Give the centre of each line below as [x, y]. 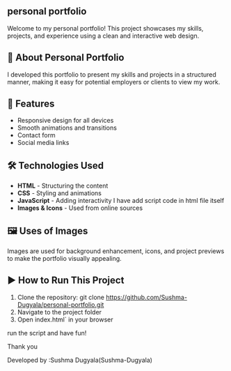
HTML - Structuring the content [63, 186]
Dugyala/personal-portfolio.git [61, 304]
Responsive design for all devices [65, 121]
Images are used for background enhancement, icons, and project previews [116, 251]
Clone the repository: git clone [61, 297]
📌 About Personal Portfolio [66, 58]
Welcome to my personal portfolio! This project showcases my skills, [105, 28]
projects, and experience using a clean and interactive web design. [103, 36]
